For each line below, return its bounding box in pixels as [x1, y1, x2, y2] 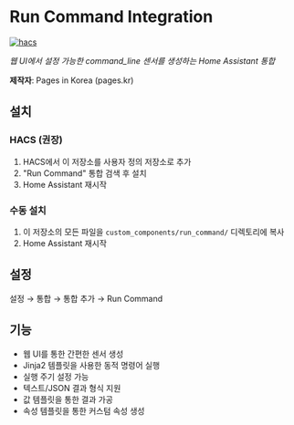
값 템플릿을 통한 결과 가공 [22, 394, 114, 405]
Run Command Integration [9, 6, 214, 27]
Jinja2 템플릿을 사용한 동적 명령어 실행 [22, 359, 161, 370]
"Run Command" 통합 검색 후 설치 [22, 167, 148, 179]
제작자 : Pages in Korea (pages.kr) [9, 75, 134, 86]
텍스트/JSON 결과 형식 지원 [22, 382, 121, 393]
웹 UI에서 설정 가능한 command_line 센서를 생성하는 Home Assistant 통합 [9, 55, 276, 66]
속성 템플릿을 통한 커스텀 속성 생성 [22, 405, 145, 416]
